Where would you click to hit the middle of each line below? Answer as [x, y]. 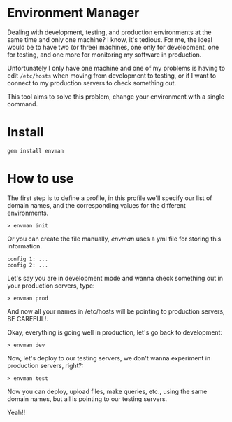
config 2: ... [28, 265]
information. [25, 246]
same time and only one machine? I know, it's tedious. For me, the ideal [110, 39]
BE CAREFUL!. [28, 318]
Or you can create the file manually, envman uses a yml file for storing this [114, 239]
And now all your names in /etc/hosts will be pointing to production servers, [116, 311]
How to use [41, 179]
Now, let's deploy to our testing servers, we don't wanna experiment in [109, 358]
